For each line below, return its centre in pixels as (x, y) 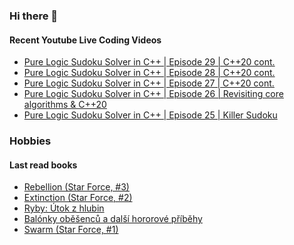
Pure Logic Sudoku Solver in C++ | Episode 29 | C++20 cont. (149, 62)
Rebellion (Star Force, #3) (76, 187)
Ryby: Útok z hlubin (64, 208)
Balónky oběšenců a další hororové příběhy (113, 219)
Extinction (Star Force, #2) (78, 198)
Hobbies (30, 141)
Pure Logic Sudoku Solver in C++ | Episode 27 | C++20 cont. (149, 83)
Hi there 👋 (34, 16)
